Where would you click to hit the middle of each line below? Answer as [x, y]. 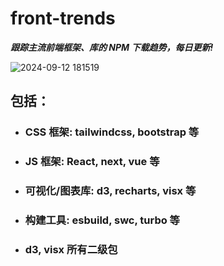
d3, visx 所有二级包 [71, 249]
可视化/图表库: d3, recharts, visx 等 [110, 191]
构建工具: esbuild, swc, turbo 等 [102, 220]
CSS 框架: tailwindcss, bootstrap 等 [112, 132]
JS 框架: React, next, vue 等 [92, 162]
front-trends [63, 18]
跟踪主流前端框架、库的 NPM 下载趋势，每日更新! [112, 47]
